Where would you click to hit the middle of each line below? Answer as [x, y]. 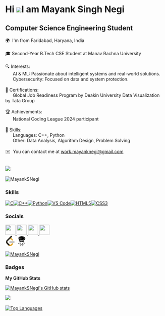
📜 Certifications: [22, 90]
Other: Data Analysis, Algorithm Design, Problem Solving [71, 141]
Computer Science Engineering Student [69, 28]
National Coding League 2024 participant [56, 119]
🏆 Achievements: [24, 112]
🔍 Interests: [18, 66]
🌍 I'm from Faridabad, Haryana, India [45, 41]
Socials [14, 216]
